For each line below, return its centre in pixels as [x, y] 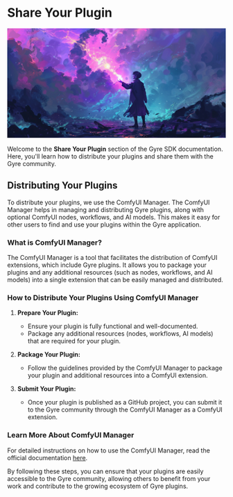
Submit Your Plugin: [46, 389]
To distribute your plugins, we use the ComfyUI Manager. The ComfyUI [109, 202]
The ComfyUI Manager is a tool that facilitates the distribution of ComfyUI [112, 258]
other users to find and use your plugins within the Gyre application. [104, 225]
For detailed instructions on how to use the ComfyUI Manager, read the [109, 450]
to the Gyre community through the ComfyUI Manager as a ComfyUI [125, 410]
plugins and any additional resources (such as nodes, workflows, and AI [110, 272]
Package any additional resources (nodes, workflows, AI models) [120, 334]
